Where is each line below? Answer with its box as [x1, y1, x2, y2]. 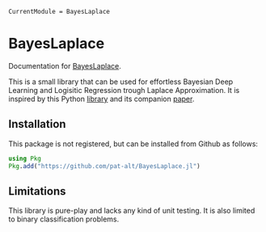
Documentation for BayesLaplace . [8, 61, 121, 70]
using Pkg [8, 154, 42, 162]
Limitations [8, 184, 66, 198]
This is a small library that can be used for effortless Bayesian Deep [8, 77, 234, 86]
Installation [8, 117, 66, 131]
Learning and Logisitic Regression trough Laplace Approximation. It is [8, 85, 240, 95]
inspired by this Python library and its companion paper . [8, 94, 195, 103]
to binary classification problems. [8, 214, 120, 224]
